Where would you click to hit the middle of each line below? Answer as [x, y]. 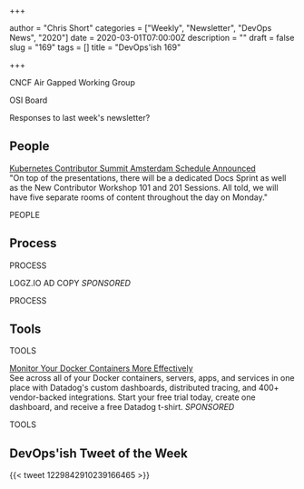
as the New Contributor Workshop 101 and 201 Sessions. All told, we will [144, 187]
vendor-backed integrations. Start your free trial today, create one [132, 397]
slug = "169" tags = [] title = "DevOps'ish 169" [95, 47]
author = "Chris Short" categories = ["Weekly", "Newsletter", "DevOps [141, 28]
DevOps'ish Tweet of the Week [98, 453]
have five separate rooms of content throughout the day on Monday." [139, 197]
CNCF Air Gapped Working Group [73, 82]
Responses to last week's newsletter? [80, 118]
